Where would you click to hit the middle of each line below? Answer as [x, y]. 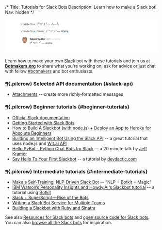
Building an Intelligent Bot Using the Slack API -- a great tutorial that [80, 138]
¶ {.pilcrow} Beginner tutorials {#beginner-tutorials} [67, 107]
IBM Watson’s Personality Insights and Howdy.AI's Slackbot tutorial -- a [83, 187]
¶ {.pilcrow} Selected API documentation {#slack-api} [69, 84]
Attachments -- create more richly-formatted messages [68, 94]
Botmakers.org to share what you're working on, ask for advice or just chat [81, 66]
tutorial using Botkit [32, 192]
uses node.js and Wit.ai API [39, 143]
